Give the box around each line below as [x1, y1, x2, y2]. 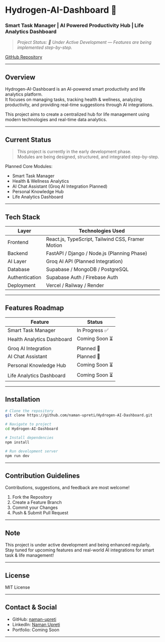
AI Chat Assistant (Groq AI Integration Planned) [12, 183, 108, 189]
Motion [46, 241, 62, 248]
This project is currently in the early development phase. [17, 149, 132, 155]
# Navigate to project [5, 422, 52, 427]
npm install [5, 439, 29, 445]
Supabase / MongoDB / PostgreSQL [46, 266, 129, 272]
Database [7, 266, 30, 272]
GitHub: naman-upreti [12, 616, 56, 622]
